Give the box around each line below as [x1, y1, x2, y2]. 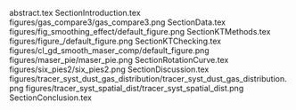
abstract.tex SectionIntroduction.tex [9, 8, 141, 18]
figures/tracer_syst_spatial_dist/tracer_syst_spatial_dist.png [25, 83, 244, 93]
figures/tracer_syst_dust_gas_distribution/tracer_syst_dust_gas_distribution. [9, 74, 287, 83]
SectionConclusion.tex [9, 92, 92, 103]
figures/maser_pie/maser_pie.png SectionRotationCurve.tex [9, 55, 229, 65]
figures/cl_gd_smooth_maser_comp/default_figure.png [9, 45, 210, 56]
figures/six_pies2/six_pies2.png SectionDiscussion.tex [9, 64, 210, 75]
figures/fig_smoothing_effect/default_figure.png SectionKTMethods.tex [9, 27, 271, 36]
